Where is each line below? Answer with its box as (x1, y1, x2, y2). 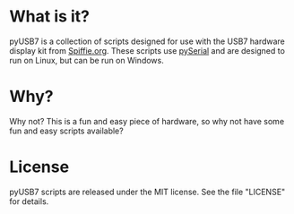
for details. (9, 195, 49, 207)
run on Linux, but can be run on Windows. (9, 55, 164, 65)
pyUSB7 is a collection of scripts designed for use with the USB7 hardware (9, 36, 285, 47)
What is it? (9, 6, 91, 27)
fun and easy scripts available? (9, 125, 124, 136)
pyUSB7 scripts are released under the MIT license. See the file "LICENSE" (9, 186, 286, 197)
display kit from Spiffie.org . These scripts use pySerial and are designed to (9, 45, 285, 56)
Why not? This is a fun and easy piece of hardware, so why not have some (9, 116, 285, 126)
